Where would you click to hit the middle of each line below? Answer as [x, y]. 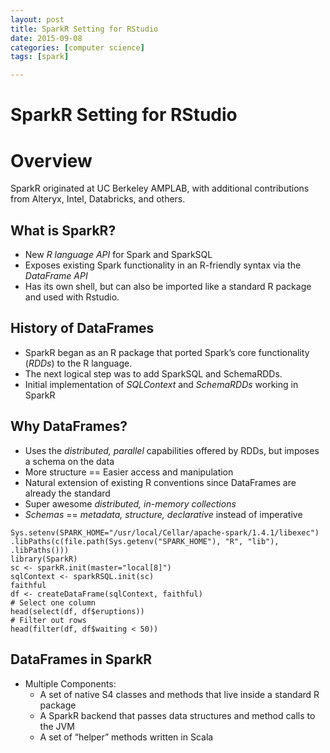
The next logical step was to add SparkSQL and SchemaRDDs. [153, 373]
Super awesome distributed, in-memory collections [130, 503]
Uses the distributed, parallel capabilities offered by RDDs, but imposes [172, 450]
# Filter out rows [48, 620]
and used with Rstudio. [72, 297]
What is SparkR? [63, 230]
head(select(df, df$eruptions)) [77, 611]
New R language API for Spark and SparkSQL [118, 255]
